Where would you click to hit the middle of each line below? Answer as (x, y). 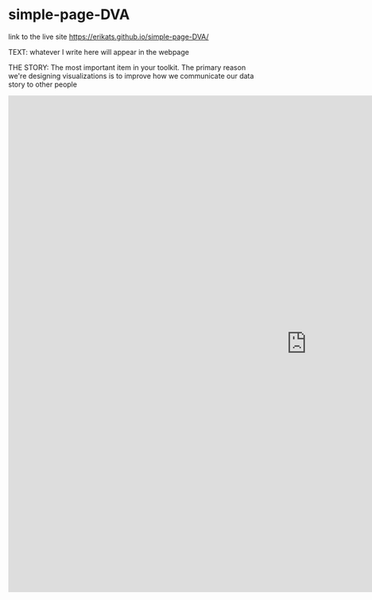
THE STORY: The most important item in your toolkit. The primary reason (127, 67)
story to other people (43, 84)
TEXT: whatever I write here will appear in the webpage (99, 52)
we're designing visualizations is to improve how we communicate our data (131, 75)
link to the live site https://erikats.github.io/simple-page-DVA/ (108, 37)
